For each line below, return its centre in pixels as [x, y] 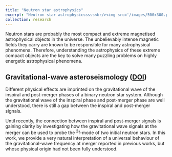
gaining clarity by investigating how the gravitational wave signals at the [81, 126]
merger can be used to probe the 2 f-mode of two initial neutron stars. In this [85, 132]
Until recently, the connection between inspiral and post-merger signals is [83, 121]
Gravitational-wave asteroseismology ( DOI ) [76, 77]
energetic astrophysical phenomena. [44, 61]
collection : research [28, 19]
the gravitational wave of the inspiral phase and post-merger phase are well [85, 100]
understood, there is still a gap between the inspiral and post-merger [78, 106]
